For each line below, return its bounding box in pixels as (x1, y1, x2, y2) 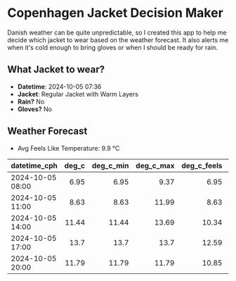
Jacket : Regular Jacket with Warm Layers (17, 89, 139, 98)
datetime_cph (11, 161, 58, 170)
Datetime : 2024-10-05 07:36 (17, 82, 102, 91)
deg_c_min (91, 161, 129, 170)
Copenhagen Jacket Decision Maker (7, 5, 223, 21)
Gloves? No (17, 104, 53, 113)
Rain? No (17, 97, 45, 106)
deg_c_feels (181, 161, 223, 170)
